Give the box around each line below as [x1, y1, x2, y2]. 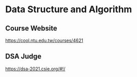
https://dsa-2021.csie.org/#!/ [5, 65, 65, 72]
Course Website [5, 24, 57, 33]
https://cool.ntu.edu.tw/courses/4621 [5, 37, 84, 43]
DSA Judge [5, 52, 42, 61]
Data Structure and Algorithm [5, 4, 132, 15]
